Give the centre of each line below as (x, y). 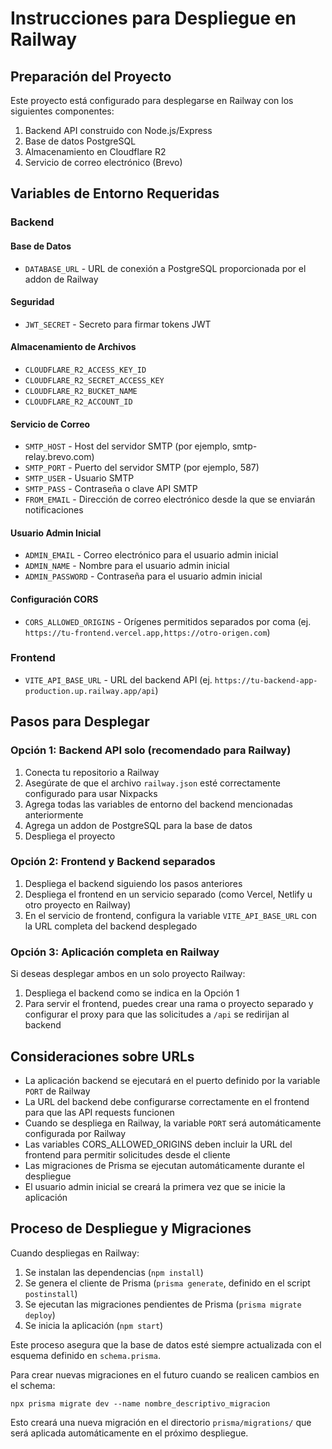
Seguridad (32, 302)
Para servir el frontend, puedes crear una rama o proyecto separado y (169, 1004)
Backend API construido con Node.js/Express (118, 130)
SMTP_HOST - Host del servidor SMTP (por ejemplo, (127, 446)
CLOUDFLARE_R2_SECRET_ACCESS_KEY (94, 380)
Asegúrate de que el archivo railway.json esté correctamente (152, 783)
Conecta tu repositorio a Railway (92, 772)
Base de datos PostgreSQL (80, 141)
